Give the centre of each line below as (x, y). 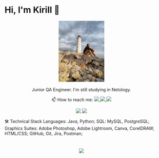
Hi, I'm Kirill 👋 (32, 10)
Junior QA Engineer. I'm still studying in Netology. (81, 89)
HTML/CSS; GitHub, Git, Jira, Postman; (44, 133)
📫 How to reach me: (72, 99)
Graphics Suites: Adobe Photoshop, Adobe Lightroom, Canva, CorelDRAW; (79, 128)
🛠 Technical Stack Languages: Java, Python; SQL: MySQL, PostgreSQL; (77, 121)
